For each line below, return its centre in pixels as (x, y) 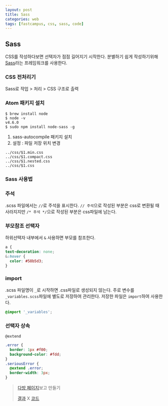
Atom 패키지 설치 (25, 103)
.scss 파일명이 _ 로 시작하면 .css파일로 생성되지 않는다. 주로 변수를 (70, 290)
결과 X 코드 (28, 399)
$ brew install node (27, 114)
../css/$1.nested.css (28, 161)
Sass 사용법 (19, 179)
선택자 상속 (18, 326)
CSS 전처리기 (20, 77)
